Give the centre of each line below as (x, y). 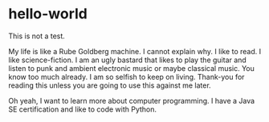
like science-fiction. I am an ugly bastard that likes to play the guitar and (127, 60)
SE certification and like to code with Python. (83, 109)
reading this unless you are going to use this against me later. (110, 85)
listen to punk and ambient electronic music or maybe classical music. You (132, 68)
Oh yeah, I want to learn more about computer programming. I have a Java (132, 100)
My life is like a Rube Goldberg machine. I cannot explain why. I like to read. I (135, 51)
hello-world (48, 14)
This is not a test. (37, 36)
